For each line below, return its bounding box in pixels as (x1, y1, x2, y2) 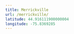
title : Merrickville (5, 7, 49, 12)
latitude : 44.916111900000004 (5, 16, 69, 21)
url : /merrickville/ (5, 12, 49, 17)
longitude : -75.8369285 (5, 21, 56, 26)
